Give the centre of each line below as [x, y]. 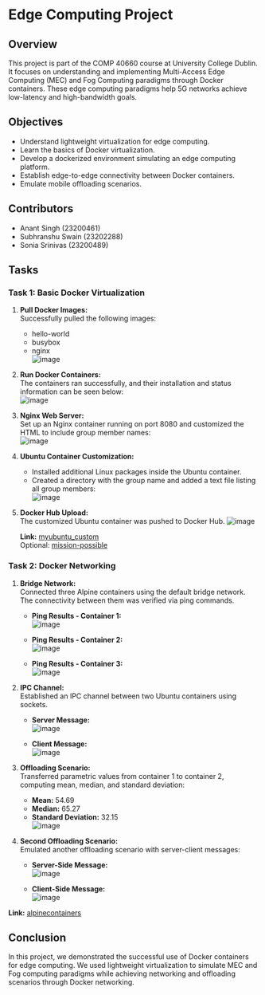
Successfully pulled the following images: [88, 319]
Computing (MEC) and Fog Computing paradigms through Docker [116, 80]
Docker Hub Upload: [54, 513]
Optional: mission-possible [64, 545]
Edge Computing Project [91, 15]
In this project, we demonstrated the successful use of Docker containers [129, 957]
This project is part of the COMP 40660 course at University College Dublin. [133, 63]
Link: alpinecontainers [45, 912]
